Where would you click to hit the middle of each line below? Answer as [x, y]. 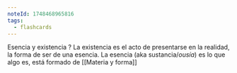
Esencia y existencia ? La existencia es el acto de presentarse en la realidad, [118, 47]
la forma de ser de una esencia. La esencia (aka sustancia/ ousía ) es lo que [116, 55]
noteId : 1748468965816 [41, 14]
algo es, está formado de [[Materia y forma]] [72, 62]
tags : [15, 21]
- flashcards [33, 27]
